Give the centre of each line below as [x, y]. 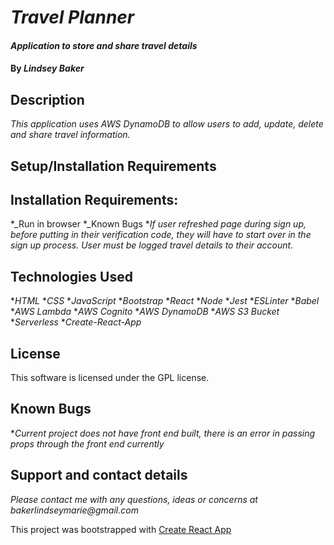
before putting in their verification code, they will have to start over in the [161, 235]
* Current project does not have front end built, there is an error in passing [163, 433]
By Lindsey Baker [47, 68]
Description [47, 99]
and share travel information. [70, 135]
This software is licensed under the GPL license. [110, 378]
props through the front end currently [87, 443]
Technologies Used [71, 276]
